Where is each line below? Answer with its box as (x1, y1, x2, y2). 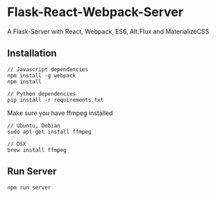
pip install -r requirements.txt (7, 96, 104, 103)
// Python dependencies (7, 90, 76, 98)
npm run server (7, 184, 51, 191)
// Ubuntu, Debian (7, 122, 60, 129)
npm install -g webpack (7, 72, 76, 79)
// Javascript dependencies (7, 66, 89, 73)
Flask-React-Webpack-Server (7, 4, 184, 20)
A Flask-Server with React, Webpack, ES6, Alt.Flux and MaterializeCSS (7, 27, 210, 36)
